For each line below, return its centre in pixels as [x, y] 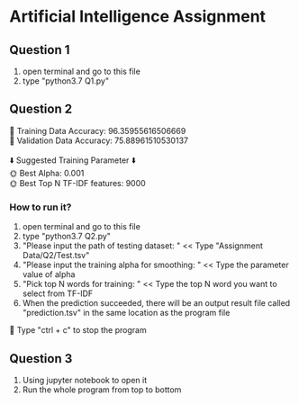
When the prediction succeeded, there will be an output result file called [156, 303]
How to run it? [41, 207]
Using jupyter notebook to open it [84, 380]
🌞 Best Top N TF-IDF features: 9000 [77, 183]
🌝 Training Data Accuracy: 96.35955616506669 [98, 130]
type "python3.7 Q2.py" [66, 237]
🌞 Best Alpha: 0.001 [47, 173]
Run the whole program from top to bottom [102, 390]
